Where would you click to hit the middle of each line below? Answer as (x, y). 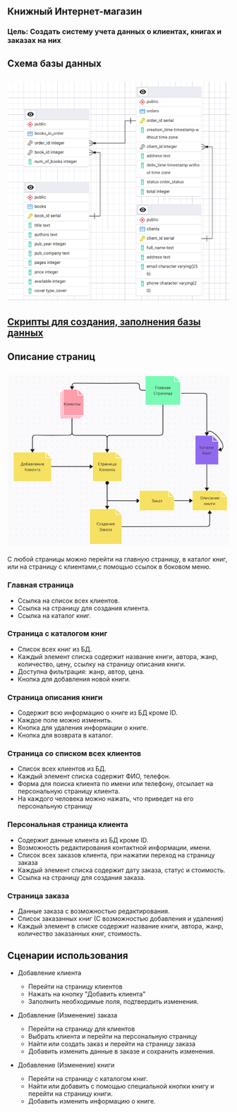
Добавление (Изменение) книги (66, 1065)
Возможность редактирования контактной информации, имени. (114, 847)
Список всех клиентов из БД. (62, 769)
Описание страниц (51, 357)
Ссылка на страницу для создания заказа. (81, 877)
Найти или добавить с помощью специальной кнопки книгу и (121, 1086)
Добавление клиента (49, 972)
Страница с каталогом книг (57, 634)
